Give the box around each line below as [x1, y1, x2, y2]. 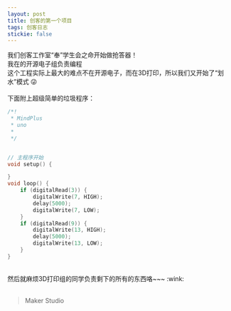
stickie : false [7, 30, 53, 38]
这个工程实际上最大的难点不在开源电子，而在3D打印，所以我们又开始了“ [7, 68, 218, 77]
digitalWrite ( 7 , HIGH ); [33, 193, 103, 200]
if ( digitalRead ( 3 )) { [20, 187, 87, 194]
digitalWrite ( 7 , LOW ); [33, 206, 100, 214]
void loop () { [7, 180, 50, 188]
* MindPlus [10, 115, 43, 122]
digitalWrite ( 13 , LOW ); [33, 240, 103, 247]
